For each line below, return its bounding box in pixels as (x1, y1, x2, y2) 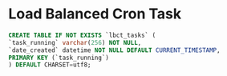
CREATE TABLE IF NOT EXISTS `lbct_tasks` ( (8, 31, 156, 39)
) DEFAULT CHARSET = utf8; (8, 61, 91, 69)
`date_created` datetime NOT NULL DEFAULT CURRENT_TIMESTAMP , (8, 46, 221, 54)
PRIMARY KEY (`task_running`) (8, 54, 110, 62)
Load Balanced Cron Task (8, 5, 182, 23)
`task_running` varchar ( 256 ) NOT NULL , (8, 38, 142, 46)
